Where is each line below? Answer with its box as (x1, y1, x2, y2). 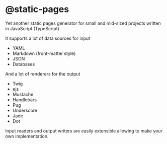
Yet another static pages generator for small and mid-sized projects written (5, 20, 161, 26)
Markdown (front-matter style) (12, 50, 76, 56)
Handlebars (12, 97, 37, 103)
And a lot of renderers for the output (5, 70, 80, 77)
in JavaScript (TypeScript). (5, 25, 61, 31)
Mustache (12, 91, 34, 97)
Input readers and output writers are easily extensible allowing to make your (5, 127, 162, 134)
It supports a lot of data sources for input (5, 35, 91, 41)
